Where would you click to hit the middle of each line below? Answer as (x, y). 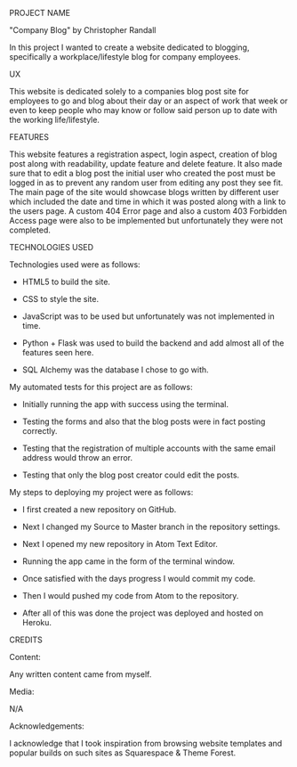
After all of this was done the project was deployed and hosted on (143, 613)
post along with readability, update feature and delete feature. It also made (146, 163)
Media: (22, 691)
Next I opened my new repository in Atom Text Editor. (120, 544)
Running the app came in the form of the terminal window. (128, 561)
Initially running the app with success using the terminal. (125, 404)
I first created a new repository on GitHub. (99, 510)
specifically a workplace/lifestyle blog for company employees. (125, 57)
